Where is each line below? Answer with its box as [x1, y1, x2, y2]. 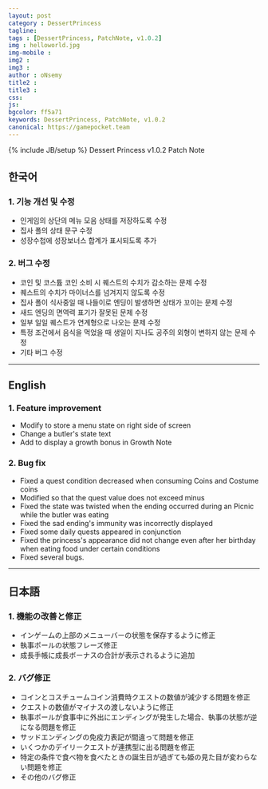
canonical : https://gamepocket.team [8, 123, 130, 131]
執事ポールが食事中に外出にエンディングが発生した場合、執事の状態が [19, 712, 250, 722]
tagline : [8, 26, 37, 34]
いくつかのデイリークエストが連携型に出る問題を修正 [19, 742, 195, 751]
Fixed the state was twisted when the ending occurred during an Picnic [19, 501, 254, 511]
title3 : [8, 86, 37, 94]
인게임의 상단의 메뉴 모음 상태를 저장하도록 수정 [19, 216, 167, 225]
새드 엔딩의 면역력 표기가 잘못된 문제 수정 [19, 307, 148, 317]
